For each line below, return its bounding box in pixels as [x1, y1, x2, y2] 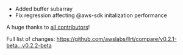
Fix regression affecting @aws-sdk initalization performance [15, 12, 168, 19]
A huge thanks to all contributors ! [6, 24, 90, 31]
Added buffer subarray [15, 5, 73, 12]
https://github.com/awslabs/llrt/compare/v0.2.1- [56, 35, 177, 42]
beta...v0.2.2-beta [6, 42, 52, 49]
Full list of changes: [6, 35, 56, 42]
